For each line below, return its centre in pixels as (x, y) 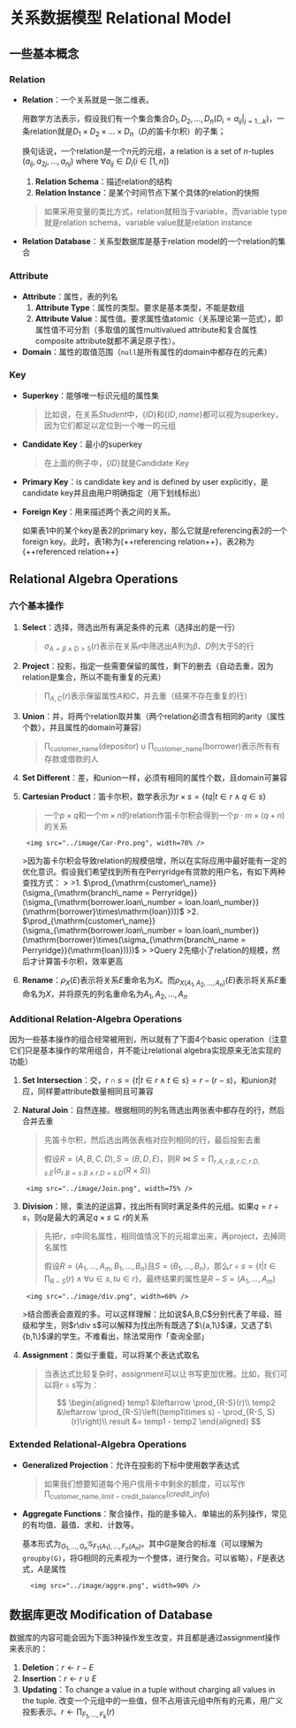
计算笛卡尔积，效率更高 (80, 961)
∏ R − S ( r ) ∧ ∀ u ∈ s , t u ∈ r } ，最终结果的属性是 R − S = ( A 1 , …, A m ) (160, 1279)
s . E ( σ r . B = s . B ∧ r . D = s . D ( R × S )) (97, 1171)
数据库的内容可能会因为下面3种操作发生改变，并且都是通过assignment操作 (145, 1638)
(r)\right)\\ (89, 1422)
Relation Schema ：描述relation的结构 (103, 181)
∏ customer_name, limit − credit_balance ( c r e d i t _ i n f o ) (127, 1494)
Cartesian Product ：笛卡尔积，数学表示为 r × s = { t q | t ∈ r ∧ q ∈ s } (144, 796)
